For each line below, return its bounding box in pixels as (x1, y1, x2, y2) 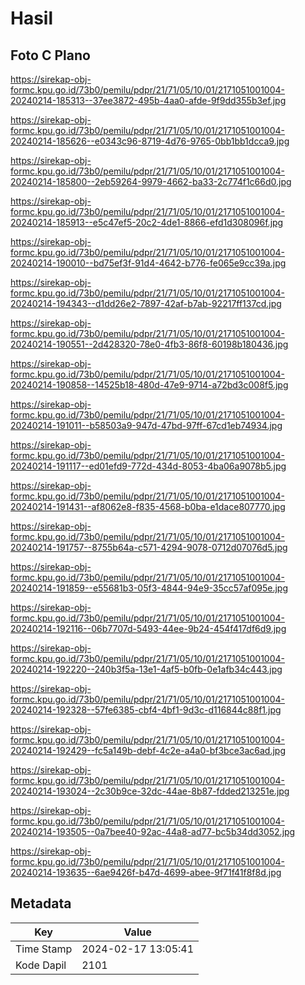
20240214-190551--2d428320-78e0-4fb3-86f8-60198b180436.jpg (10, 338, 289, 350)
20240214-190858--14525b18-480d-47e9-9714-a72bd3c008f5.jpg (10, 379, 289, 391)
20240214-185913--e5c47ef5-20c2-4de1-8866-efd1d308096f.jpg (10, 217, 284, 228)
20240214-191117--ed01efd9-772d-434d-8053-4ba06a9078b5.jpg (10, 460, 287, 472)
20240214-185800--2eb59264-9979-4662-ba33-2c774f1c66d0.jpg (10, 176, 292, 187)
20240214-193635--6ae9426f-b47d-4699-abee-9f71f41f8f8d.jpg (10, 867, 282, 878)
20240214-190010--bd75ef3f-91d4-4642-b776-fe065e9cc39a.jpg (10, 257, 287, 269)
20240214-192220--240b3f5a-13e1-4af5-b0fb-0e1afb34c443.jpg (10, 663, 283, 675)
